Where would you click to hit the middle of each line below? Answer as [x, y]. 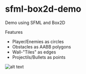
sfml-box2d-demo [43, 9]
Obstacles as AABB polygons [42, 47]
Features [14, 32]
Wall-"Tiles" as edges [34, 52]
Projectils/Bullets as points [39, 57]
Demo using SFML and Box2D [35, 23]
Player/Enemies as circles [38, 41]
